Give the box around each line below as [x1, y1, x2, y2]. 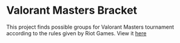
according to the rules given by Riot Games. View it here [6, 29, 147, 36]
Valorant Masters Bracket [6, 4, 138, 17]
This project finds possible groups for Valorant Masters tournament [6, 23, 175, 30]
